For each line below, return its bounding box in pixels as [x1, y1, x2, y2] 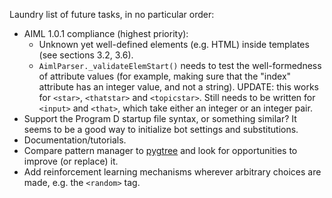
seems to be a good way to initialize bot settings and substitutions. [23, 124, 299, 135]
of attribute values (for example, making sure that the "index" [38, 70, 292, 82]
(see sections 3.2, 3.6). [38, 49, 134, 61]
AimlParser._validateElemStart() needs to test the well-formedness [38, 60, 322, 71]
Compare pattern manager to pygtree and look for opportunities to [23, 145, 298, 156]
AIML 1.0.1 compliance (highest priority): [23, 28, 189, 39]
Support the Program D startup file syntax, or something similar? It [23, 113, 297, 124]
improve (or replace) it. [23, 155, 119, 167]
